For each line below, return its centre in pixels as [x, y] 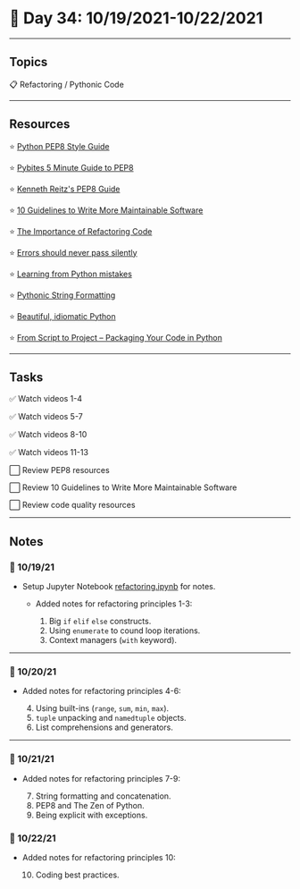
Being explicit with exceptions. [92, 815]
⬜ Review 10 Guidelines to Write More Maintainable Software [123, 487]
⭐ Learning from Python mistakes [71, 274]
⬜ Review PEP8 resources [59, 470]
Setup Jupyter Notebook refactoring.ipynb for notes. [119, 587]
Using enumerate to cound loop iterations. [125, 631]
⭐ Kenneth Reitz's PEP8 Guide [65, 189]
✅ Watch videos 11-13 [49, 453]
